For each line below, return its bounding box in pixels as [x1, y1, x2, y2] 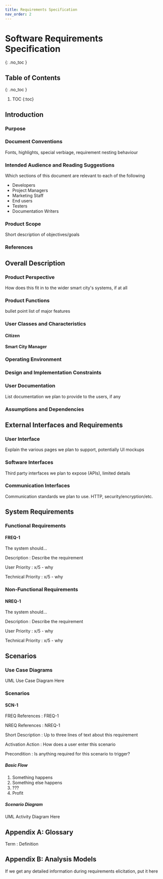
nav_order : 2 [5, 12, 32, 17]
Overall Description [5, 259, 65, 267]
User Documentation [5, 382, 56, 389]
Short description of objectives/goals [5, 231, 80, 238]
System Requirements [5, 508, 74, 516]
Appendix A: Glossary [5, 828, 74, 836]
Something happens [12, 775, 53, 780]
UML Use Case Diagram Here [5, 678, 64, 684]
